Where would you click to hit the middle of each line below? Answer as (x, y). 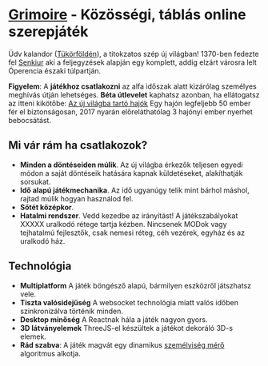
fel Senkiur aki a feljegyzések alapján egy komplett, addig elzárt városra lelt (133, 62)
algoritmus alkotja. (50, 353)
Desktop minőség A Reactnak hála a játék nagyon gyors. (114, 319)
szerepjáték (48, 32)
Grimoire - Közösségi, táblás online (127, 15)
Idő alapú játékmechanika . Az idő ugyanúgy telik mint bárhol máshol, (134, 190)
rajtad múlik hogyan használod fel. (76, 198)
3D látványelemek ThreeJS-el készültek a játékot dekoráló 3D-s (126, 328)
